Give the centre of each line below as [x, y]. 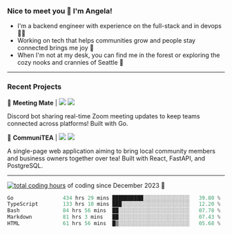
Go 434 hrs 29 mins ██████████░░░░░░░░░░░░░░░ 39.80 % [114, 198]
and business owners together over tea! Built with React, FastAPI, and [106, 158]
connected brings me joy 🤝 [56, 48]
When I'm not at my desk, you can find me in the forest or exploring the [118, 55]
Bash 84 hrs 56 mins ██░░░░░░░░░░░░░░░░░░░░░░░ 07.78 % [114, 211]
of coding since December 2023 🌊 [116, 185]
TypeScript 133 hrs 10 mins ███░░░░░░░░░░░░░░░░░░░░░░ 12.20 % [114, 204]
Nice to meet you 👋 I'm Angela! [60, 11]
